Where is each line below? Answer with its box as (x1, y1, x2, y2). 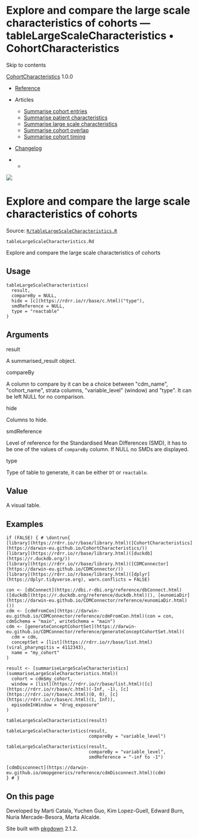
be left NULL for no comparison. (6, 393, 85, 400)
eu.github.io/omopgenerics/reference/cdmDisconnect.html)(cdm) (6, 770, 166, 776)
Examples (6, 519, 43, 529)
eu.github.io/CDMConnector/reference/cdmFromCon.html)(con (6, 613, 156, 620)
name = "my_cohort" (11, 650, 60, 656)
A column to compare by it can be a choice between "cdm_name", (6, 380, 168, 387)
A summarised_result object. (6, 357, 76, 364)
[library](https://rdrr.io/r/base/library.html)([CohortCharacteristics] (6, 540, 193, 546)
